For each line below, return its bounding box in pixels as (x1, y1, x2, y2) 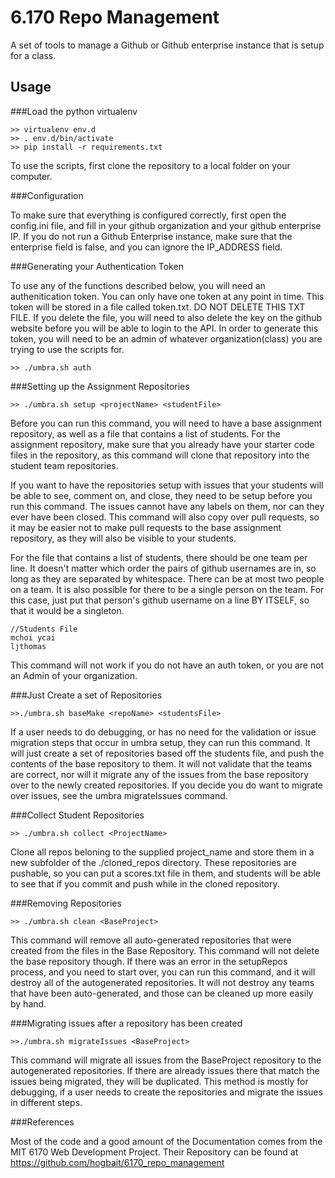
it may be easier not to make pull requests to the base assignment (10, 521, 282, 533)
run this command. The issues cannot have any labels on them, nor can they (10, 500, 325, 512)
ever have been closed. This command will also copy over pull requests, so (10, 511, 320, 523)
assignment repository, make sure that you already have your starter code (10, 438, 315, 450)
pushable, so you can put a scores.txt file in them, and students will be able (10, 867, 322, 879)
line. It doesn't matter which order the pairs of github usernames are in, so (10, 562, 317, 574)
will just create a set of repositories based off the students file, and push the (10, 747, 325, 759)
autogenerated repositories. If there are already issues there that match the (10, 1064, 320, 1076)
